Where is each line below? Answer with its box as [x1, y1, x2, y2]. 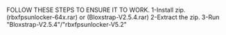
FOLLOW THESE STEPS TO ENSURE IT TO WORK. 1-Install [6, 6, 174, 14]
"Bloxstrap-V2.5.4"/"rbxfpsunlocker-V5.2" [6, 21, 128, 28]
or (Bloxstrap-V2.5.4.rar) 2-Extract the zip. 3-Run [78, 13, 220, 21]
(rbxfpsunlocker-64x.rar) [6, 13, 78, 21]
